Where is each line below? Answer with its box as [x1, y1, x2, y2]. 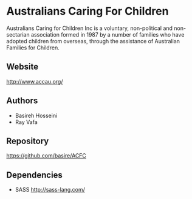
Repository [6, 136, 49, 146]
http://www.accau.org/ [6, 78, 63, 85]
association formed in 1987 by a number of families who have [30, 31, 185, 38]
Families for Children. [6, 44, 60, 51]
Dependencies [6, 170, 63, 180]
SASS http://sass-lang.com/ [15, 186, 85, 194]
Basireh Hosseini [15, 112, 58, 119]
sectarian [6, 31, 30, 38]
